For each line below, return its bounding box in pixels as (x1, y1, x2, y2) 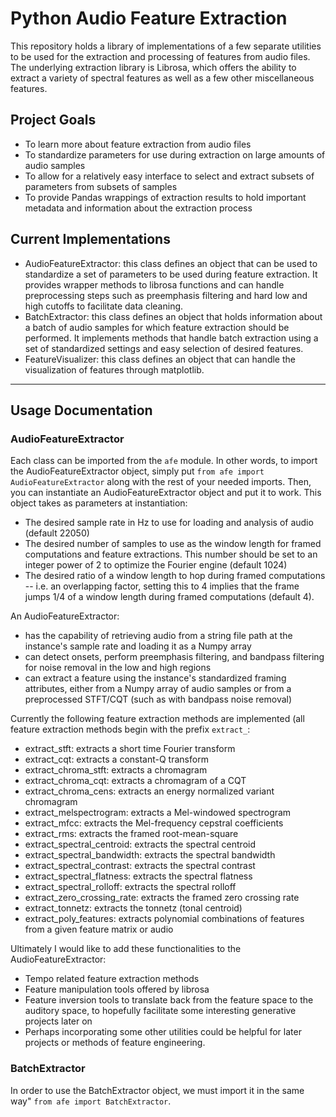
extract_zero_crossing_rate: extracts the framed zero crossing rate (24, 892, 300, 904)
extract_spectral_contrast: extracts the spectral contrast (24, 860, 256, 872)
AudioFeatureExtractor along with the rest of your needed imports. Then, (10, 476, 312, 488)
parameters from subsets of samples (24, 180, 178, 192)
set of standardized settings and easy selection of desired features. (24, 342, 304, 354)
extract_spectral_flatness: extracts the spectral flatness (24, 870, 253, 882)
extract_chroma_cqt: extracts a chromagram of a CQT (24, 775, 247, 787)
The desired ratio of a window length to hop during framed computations (24, 570, 326, 582)
